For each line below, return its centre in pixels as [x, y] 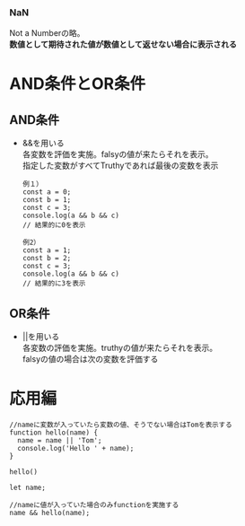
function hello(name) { [54, 433]
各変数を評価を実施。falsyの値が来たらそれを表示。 [118, 154]
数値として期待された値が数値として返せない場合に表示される [123, 44]
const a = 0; [47, 192]
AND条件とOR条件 [78, 84]
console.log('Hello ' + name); [76, 449]
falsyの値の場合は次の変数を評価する [90, 359]
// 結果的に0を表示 [54, 225]
